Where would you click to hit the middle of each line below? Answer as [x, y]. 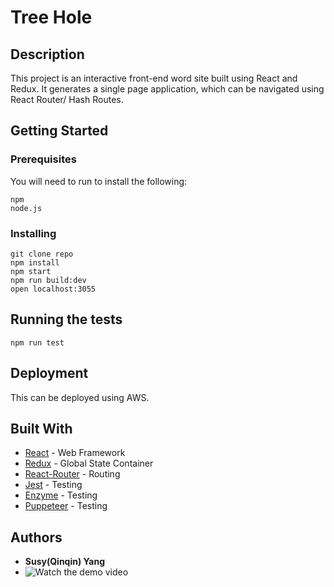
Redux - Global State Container [89, 463]
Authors [36, 537]
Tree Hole [51, 17]
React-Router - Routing [72, 474]
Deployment [49, 373]
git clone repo [42, 254]
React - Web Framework [75, 453]
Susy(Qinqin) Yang [65, 562]
